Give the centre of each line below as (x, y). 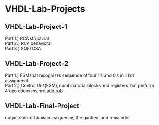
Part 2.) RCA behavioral (28, 43)
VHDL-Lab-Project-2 (37, 64)
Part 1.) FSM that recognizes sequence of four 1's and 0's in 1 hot (70, 75)
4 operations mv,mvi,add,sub (34, 91)
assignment (17, 80)
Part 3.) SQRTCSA (23, 49)
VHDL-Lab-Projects (45, 9)
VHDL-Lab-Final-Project (42, 106)
